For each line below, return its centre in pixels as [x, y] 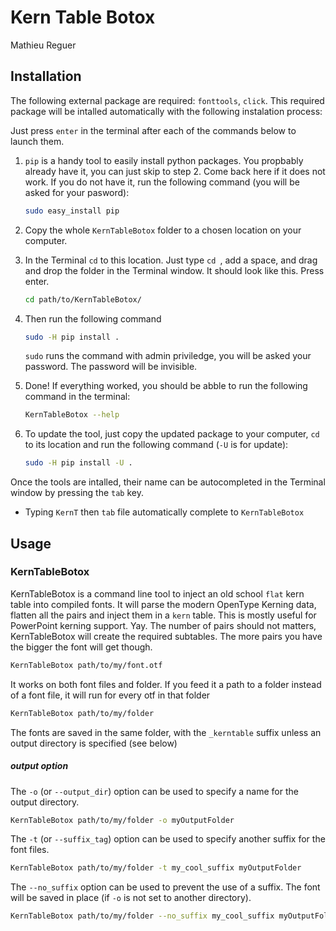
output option [39, 766]
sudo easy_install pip [72, 211]
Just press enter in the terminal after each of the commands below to [153, 130]
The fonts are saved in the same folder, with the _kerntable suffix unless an [166, 732]
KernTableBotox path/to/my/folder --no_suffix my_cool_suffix [142, 916]
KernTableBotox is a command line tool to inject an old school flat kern [157, 593]
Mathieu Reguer [43, 45]
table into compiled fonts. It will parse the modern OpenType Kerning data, [163, 604]
